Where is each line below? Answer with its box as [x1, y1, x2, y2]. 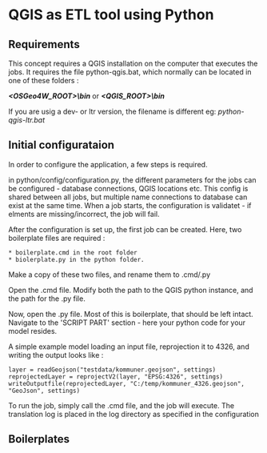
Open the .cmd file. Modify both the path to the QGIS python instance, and [8, 285, 253, 295]
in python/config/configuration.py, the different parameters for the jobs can [8, 174, 257, 185]
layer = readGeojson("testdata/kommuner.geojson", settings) [8, 366, 217, 374]
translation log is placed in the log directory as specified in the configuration [8, 409, 260, 419]
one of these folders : [8, 76, 79, 85]
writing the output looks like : [8, 350, 104, 359]
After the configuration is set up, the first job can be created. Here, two [8, 224, 242, 234]
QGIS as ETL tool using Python [8, 6, 214, 24]
